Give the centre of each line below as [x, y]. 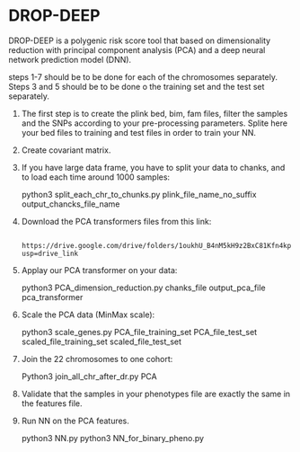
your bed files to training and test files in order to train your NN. [139, 132]
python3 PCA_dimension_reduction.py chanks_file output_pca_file [143, 288]
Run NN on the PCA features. [75, 421]
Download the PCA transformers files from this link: [116, 221]
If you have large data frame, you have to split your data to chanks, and [153, 167]
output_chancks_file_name [71, 204]
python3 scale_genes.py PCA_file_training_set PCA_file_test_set [139, 332]
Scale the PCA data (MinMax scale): [88, 315]
